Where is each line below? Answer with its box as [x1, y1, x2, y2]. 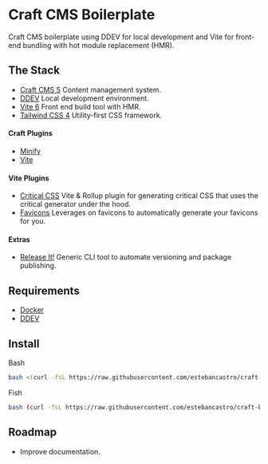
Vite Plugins [8, 173, 49, 183]
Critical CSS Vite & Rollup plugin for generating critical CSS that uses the [19, 191, 259, 200]
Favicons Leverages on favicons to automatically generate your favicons [19, 208, 258, 217]
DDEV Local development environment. [19, 93, 149, 103]
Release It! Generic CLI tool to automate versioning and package [19, 252, 232, 262]
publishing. [19, 261, 57, 271]
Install [8, 337, 40, 351]
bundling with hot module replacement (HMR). [22, 40, 175, 50]
